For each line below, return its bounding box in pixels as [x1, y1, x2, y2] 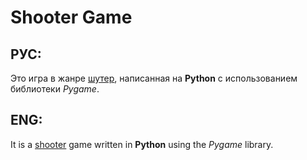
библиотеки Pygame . [10, 83, 100, 95]
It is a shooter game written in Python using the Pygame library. [10, 138, 274, 150]
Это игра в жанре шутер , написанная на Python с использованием [10, 72, 298, 84]
